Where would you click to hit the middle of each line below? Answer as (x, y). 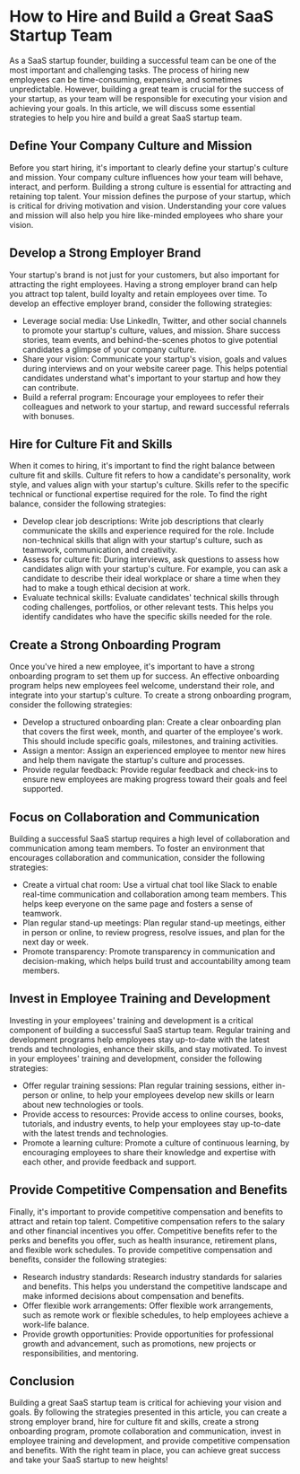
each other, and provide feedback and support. (109, 1162)
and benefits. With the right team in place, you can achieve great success (145, 1451)
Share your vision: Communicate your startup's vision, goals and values (154, 359)
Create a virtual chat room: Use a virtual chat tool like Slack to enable (150, 885)
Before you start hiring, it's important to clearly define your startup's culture (149, 167)
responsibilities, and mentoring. (80, 1353)
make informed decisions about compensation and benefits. (133, 1295)
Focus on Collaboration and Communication (134, 817)
